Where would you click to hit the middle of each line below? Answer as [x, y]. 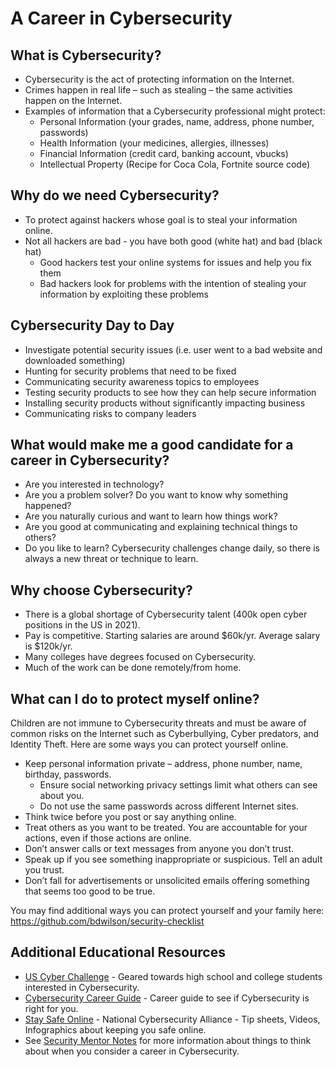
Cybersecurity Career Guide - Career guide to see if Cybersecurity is [167, 998]
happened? [48, 506]
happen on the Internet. [73, 100]
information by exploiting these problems [124, 294]
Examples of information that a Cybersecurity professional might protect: [175, 111]
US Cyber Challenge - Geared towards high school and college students [173, 976]
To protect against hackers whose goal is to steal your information [161, 219]
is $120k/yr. [48, 646]
